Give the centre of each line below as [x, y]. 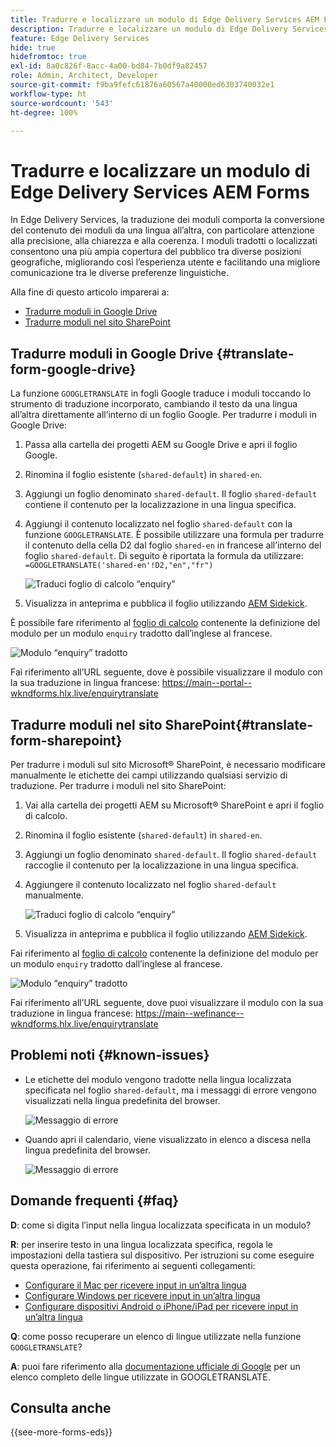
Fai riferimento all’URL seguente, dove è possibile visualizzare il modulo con [166, 672]
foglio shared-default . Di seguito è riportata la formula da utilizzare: [164, 556]
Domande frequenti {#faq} [95, 1201]
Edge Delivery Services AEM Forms [160, 192]
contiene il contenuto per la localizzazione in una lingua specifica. [160, 505]
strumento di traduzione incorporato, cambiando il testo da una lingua [154, 404]
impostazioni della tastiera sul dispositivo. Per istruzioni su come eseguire [162, 1255]
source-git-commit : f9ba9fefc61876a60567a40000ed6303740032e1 [142, 85]
